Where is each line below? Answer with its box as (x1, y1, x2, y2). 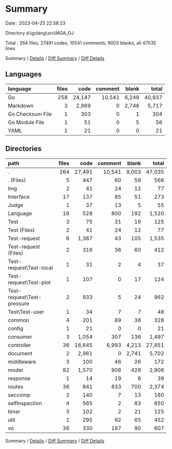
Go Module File (8, 119, 45, 126)
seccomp (8, 391, 31, 398)
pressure (8, 300, 30, 307)
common (8, 317, 29, 324)
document (8, 350, 33, 357)
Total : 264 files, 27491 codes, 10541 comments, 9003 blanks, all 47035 (5, 39, 156, 46)
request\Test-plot (8, 279, 51, 286)
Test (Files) (8, 226, 35, 233)
